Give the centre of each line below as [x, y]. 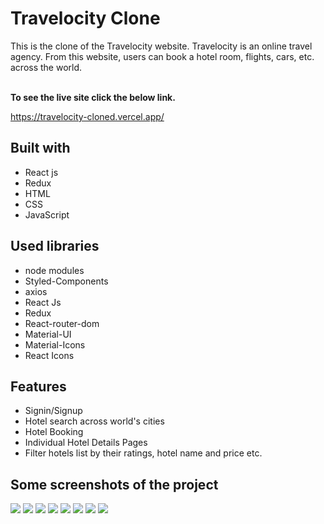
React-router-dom [62, 323]
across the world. [46, 67]
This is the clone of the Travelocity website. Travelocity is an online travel [161, 46]
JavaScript [47, 214]
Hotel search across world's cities [94, 421]
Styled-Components [66, 281]
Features [38, 386]
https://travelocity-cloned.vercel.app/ [87, 116]
